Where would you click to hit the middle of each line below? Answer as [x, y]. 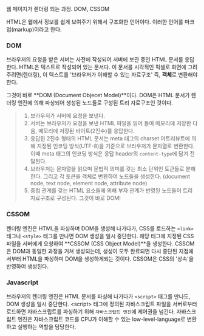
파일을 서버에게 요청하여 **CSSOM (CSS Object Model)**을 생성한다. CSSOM [100, 243]
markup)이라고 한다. [37, 29]
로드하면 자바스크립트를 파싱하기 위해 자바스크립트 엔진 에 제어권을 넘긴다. [91, 311]
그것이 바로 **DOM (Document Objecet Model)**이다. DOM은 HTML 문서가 [98, 95]
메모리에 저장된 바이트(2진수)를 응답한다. [87, 131]
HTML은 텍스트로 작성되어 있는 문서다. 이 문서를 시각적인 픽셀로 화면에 [103, 67]
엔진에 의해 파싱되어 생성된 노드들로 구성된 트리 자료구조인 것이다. [95, 103]
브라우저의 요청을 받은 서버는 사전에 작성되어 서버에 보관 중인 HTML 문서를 [95, 60]
